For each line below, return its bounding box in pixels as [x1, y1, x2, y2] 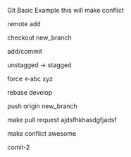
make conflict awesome [7, 129, 77, 137]
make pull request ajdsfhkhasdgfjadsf [7, 116, 117, 124]
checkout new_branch [7, 33, 72, 42]
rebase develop [7, 88, 53, 96]
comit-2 [7, 143, 30, 151]
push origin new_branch [7, 102, 77, 110]
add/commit [7, 47, 42, 55]
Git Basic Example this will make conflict [7, 6, 125, 14]
